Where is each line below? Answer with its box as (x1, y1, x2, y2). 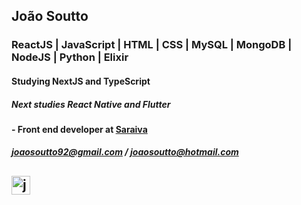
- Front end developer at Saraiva (11, 123, 148, 135)
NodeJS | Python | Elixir (11, 50, 129, 64)
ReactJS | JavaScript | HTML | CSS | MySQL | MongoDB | (11, 38, 293, 52)
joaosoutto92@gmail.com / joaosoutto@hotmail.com (11, 146, 239, 158)
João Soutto (11, 8, 89, 25)
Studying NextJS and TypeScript (11, 75, 151, 87)
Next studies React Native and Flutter (11, 98, 171, 110)
